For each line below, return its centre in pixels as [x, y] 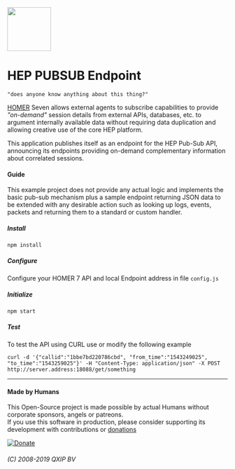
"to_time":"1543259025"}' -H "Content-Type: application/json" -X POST [114, 364]
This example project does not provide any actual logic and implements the [115, 190]
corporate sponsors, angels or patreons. [65, 415]
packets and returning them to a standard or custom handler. [95, 212]
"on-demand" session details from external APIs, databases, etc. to [104, 114]
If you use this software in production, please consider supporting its [106, 422]
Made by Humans [33, 391]
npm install [24, 245]
